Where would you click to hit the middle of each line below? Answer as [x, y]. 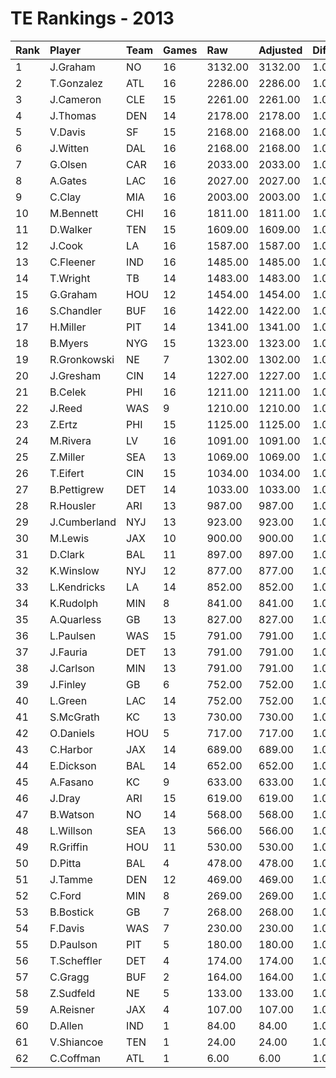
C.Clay [65, 197]
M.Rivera [70, 440]
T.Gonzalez [76, 83]
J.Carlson [72, 668]
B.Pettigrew [77, 489]
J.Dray [65, 798]
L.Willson [71, 830]
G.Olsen [68, 164]
